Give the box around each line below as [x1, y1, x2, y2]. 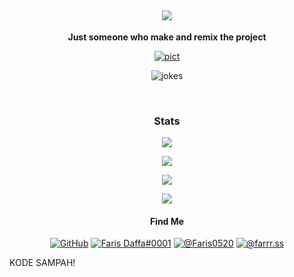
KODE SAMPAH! [9, 257, 76, 269]
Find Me [149, 215, 185, 227]
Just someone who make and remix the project [67, 31, 267, 43]
